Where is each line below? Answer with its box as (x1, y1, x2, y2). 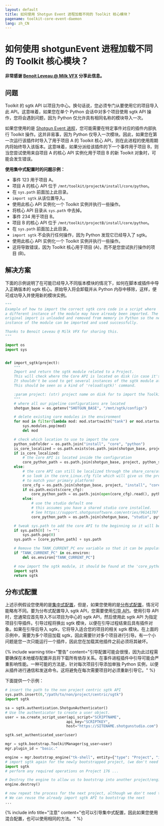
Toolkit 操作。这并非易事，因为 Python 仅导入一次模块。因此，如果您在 (10, 131, 153, 137)
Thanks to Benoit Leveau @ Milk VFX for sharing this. (5, 329, 119, 334)
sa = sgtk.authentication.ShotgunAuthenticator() (5, 705, 108, 710)
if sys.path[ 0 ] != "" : (14, 528, 60, 533)
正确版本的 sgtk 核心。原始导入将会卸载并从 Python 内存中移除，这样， (9, 286, 153, 292)
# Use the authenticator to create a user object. (5, 710, 110, 715)
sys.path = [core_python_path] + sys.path (14, 537, 102, 542)
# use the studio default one (31, 501, 93, 506)
